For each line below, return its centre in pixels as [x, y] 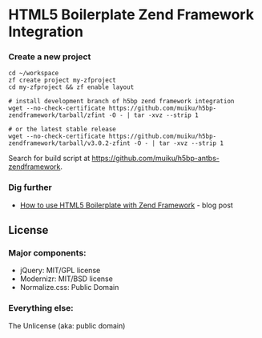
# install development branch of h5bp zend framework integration [121, 102]
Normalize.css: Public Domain [69, 288]
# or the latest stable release [62, 130]
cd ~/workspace [34, 74]
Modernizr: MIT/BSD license [67, 279]
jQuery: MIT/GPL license [60, 271]
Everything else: [41, 308]
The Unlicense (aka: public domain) [67, 325]
